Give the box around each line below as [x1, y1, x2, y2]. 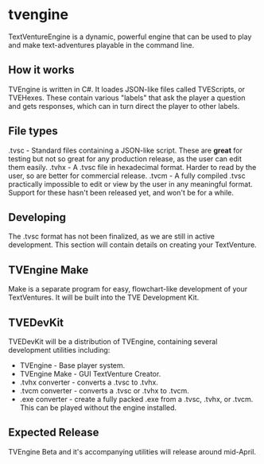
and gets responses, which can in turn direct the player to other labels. [8, 101, 240, 110]
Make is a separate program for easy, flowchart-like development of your [8, 284, 248, 294]
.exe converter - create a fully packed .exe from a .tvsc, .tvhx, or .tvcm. [19, 395, 254, 404]
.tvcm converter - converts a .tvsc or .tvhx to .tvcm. [19, 386, 189, 395]
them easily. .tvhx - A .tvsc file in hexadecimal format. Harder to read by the [8, 162, 257, 172]
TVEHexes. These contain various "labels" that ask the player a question [8, 93, 246, 102]
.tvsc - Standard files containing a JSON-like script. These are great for [8, 145, 243, 155]
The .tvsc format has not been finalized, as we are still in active [8, 232, 215, 242]
